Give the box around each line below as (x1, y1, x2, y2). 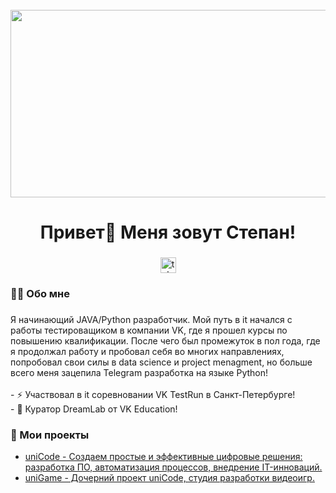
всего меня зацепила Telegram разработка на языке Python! (10, 366, 269, 378)
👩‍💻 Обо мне (10, 287, 71, 301)
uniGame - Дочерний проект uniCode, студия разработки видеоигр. (24, 472, 315, 484)
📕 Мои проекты (10, 428, 90, 442)
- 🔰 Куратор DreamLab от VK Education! (10, 403, 178, 415)
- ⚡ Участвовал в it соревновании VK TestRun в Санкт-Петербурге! (10, 388, 296, 400)
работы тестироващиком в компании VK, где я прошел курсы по (10, 324, 288, 336)
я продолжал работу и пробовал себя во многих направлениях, (10, 345, 285, 357)
